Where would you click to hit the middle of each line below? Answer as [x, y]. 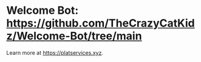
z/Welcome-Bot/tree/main [74, 36]
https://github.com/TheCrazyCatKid [101, 23]
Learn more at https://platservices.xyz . [55, 52]
